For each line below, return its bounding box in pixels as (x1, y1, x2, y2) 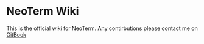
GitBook (6, 31, 27, 38)
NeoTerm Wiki (6, 4, 79, 18)
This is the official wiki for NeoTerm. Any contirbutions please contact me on (6, 24, 198, 32)
